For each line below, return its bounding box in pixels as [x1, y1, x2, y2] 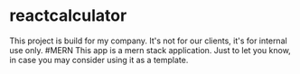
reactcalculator [9, 5, 127, 26]
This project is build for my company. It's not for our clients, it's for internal [9, 35, 287, 46]
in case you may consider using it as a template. [9, 54, 189, 65]
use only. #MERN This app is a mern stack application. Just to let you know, [9, 44, 291, 55]
